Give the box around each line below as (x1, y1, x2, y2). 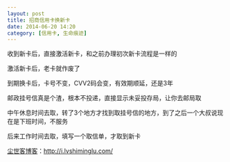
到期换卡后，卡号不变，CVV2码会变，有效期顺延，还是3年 (7, 79, 173, 88)
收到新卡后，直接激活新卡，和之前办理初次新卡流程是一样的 (7, 49, 177, 58)
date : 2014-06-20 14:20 (7, 23, 76, 30)
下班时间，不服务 (19, 118, 68, 126)
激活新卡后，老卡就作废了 (7, 64, 80, 73)
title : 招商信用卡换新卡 (7, 17, 71, 24)
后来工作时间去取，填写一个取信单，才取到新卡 (7, 132, 141, 140)
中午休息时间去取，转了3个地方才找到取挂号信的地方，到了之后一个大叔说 (7, 108, 218, 117)
